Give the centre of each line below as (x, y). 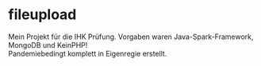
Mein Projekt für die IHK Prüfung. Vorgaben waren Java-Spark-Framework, (131, 37)
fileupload (42, 15)
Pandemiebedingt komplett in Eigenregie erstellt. (88, 53)
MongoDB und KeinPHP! (48, 45)
